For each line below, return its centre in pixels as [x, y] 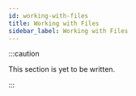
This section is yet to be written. [62, 69]
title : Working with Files [54, 23]
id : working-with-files [49, 16]
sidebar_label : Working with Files [68, 31]
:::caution [24, 54]
